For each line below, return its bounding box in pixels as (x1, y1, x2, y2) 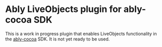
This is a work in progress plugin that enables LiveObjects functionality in (5, 30, 157, 36)
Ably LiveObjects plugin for (5, 3, 122, 15)
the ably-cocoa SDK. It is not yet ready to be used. (5, 36, 110, 42)
